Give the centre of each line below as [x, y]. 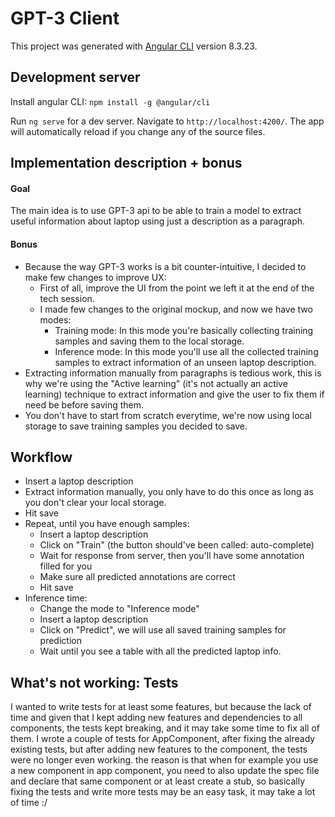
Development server [75, 77]
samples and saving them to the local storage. [149, 341]
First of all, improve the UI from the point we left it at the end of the [177, 288]
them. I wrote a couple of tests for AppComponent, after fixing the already [163, 739]
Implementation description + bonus [126, 163]
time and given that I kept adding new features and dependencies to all [156, 718]
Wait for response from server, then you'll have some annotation [172, 556]
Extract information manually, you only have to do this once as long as [169, 492]
